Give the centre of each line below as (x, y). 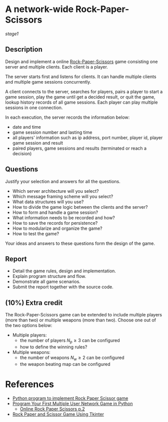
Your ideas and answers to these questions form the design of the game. (80, 243)
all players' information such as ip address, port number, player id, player (87, 137)
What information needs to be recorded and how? (63, 218)
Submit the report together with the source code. (63, 287)
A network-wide (39, 9)
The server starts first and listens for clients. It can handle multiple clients (81, 77)
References (29, 384)
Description (24, 49)
